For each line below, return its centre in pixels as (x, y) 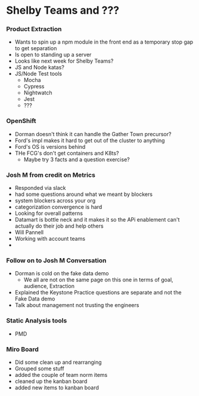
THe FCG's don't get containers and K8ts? (67, 153)
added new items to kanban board (57, 387)
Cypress (34, 87)
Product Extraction (34, 29)
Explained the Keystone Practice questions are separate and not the (98, 293)
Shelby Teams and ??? (63, 10)
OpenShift (21, 121)
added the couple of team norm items (61, 374)
